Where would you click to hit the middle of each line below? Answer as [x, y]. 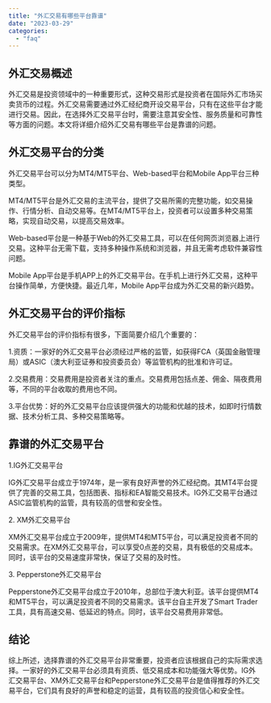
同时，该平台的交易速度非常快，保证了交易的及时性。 [97, 557]
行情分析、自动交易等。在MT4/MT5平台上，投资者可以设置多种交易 [134, 210]
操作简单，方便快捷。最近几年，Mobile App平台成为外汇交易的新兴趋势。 [137, 285]
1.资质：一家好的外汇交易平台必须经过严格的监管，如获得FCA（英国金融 [127, 351]
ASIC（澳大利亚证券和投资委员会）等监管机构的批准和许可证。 [133, 361]
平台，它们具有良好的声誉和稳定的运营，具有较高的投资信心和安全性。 [131, 691]
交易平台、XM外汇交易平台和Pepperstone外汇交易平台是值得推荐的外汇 [134, 680]
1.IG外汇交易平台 [35, 465]
